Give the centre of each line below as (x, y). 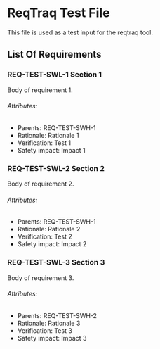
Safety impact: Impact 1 (51, 150)
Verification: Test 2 (45, 236)
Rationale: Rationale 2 (49, 229)
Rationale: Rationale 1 (48, 135)
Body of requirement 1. (40, 90)
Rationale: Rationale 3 (49, 323)
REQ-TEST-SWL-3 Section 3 (56, 262)
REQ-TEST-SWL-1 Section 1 (55, 75)
